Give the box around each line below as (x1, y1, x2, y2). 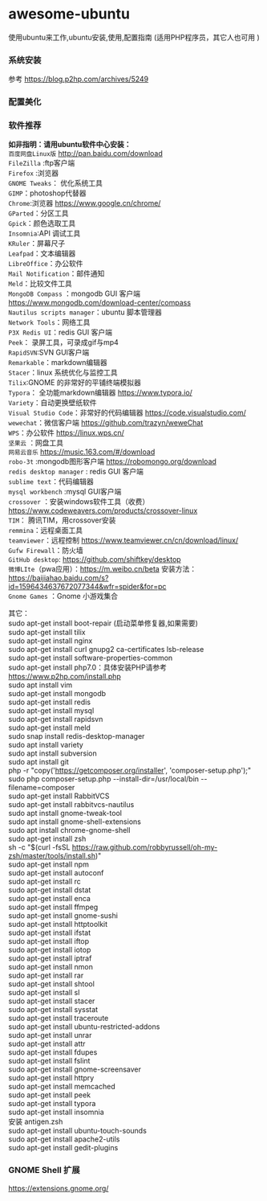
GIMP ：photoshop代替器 (8, 188, 87, 198)
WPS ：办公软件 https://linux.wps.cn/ (8, 428, 124, 438)
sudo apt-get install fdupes (8, 1047, 98, 1057)
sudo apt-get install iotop (8, 945, 91, 955)
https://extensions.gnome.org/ (8, 1183, 109, 1193)
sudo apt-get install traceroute (8, 1014, 109, 1023)
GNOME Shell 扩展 (8, 1165, 80, 1176)
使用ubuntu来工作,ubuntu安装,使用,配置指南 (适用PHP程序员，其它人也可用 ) (8, 32, 260, 42)
